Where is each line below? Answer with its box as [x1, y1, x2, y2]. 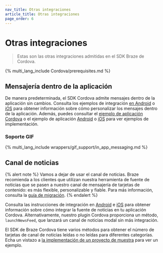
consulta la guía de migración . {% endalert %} [5, 192, 98, 198]
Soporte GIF [5, 133, 34, 140]
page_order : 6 [5, 16, 34, 21]
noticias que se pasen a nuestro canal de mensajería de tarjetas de [5, 182, 140, 188]
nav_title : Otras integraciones [5, 7, 71, 12]
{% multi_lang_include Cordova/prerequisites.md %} [5, 68, 111, 74]
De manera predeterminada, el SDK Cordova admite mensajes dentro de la [5, 95, 155, 101]
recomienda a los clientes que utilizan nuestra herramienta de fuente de [5, 177, 150, 183]
